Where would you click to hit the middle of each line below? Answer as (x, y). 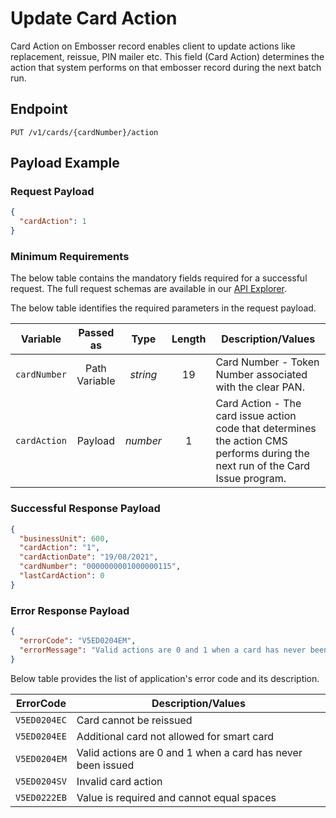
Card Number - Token (267, 362)
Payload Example (65, 163)
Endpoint (39, 109)
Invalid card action (119, 781)
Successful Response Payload (85, 509)
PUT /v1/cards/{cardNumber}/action (84, 132)
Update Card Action (94, 18)
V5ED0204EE (41, 736)
